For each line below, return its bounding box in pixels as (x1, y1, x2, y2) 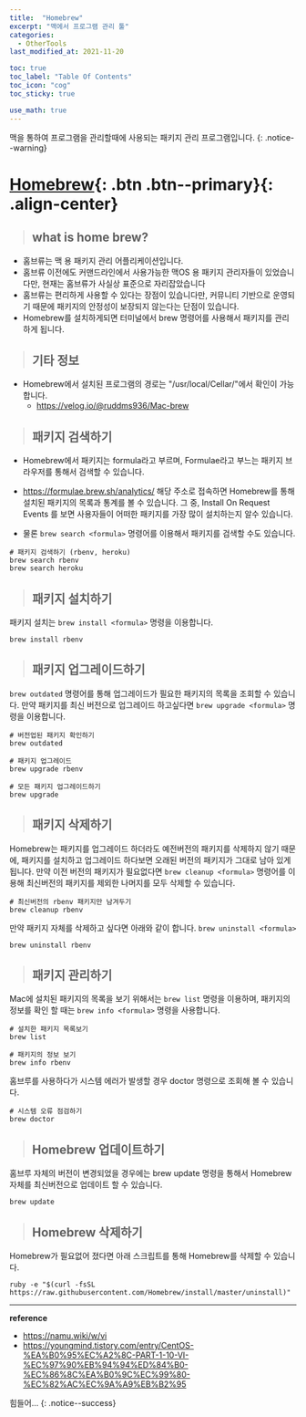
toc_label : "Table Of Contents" (9, 72, 132, 82)
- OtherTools (17, 38, 67, 48)
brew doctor (9, 1115, 55, 1124)
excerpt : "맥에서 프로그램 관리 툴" (9, 22, 129, 31)
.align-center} (9, 193, 118, 214)
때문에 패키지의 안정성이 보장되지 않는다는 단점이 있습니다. (32, 300, 240, 311)
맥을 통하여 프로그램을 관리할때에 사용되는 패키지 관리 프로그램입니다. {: (9, 131, 263, 142)
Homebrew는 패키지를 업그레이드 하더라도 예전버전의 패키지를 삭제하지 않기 (9, 843, 280, 854)
